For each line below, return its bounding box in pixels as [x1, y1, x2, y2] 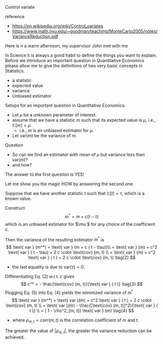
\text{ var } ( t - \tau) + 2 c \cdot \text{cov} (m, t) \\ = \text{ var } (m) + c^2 [8, 249, 156, 256]
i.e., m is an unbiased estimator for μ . [19, 128, 94, 133]
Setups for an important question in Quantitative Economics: [5, 103, 126, 108]
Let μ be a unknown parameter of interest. [12, 112, 97, 118]
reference [5, 14, 25, 19]
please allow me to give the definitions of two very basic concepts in [5, 63, 143, 68]
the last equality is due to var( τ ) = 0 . [12, 264, 85, 270]
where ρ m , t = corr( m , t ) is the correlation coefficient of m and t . [12, 317, 139, 324]
